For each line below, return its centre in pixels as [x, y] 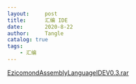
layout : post [32, 14]
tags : [15, 46]
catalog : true [28, 40]
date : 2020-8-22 [40, 27]
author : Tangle [36, 33]
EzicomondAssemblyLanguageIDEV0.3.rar [68, 72]
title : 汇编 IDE [38, 20]
